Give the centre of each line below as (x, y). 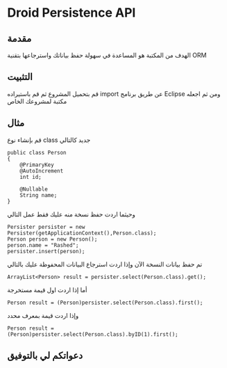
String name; (39, 195)
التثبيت (20, 77)
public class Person (37, 152)
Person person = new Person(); (52, 239)
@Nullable (34, 189)
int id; (31, 177)
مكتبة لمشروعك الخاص (37, 101)
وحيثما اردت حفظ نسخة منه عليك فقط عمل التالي (71, 214)
